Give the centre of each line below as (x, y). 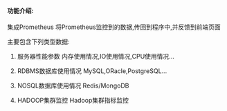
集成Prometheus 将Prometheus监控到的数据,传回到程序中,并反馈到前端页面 (114, 27)
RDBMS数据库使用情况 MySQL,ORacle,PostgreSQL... (92, 71)
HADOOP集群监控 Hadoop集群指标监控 (73, 101)
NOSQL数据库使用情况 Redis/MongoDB (73, 85)
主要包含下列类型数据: (39, 42)
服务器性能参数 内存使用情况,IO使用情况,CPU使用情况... (96, 57)
